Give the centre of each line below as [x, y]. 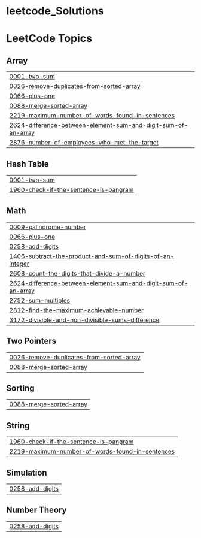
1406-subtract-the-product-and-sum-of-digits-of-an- [92, 256]
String [18, 426]
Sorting [20, 389]
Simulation [27, 472]
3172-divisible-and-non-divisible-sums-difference [84, 320]
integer [19, 264]
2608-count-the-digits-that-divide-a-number [77, 273]
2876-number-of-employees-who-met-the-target [84, 143]
